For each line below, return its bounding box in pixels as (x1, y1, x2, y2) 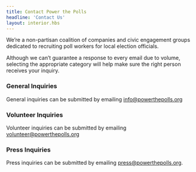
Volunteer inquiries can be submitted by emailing (6, 124, 127, 131)
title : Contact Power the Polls (6, 8, 87, 15)
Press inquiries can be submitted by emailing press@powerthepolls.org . (6, 159, 183, 167)
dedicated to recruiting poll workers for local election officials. (6, 43, 159, 50)
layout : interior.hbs (6, 20, 60, 26)
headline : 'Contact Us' (6, 14, 66, 20)
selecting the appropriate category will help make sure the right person (6, 61, 181, 68)
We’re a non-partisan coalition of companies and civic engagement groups (6, 37, 191, 44)
